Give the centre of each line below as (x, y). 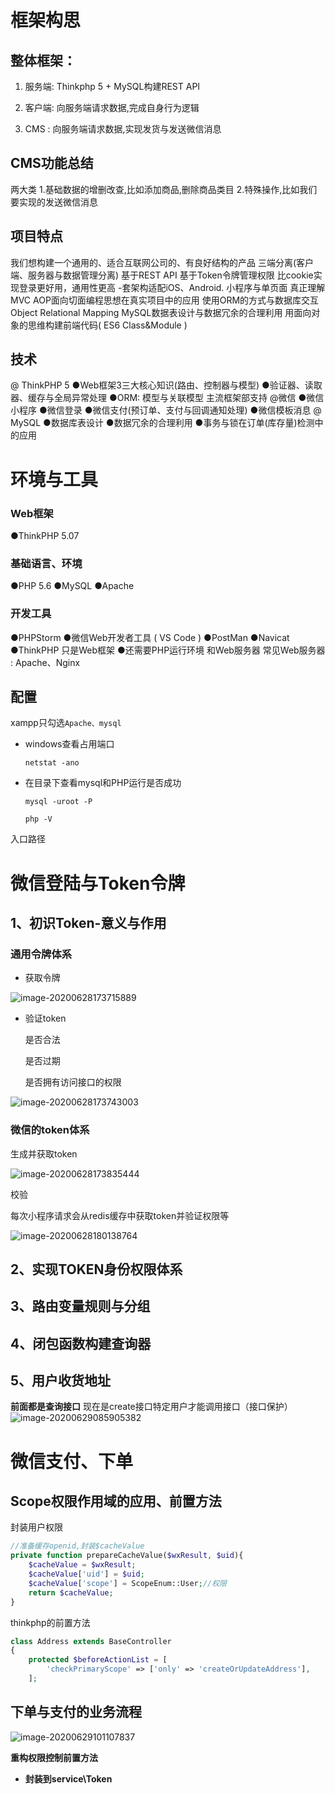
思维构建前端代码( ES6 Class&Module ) (107, 325)
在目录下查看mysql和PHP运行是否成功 (103, 783)
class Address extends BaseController (91, 1641)
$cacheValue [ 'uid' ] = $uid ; (86, 1574)
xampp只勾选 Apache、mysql (66, 723)
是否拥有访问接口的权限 (73, 1082)
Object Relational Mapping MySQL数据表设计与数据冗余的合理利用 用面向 (161, 312)
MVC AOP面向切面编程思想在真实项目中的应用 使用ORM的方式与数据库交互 (165, 300)
